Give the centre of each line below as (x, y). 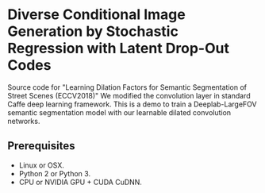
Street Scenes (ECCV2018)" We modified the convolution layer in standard (129, 95)
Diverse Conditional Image (96, 15)
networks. (24, 121)
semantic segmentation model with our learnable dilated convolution (119, 112)
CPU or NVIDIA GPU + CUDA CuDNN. (80, 182)
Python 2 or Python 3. (55, 173)
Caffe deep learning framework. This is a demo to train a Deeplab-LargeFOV (132, 104)
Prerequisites (41, 146)
